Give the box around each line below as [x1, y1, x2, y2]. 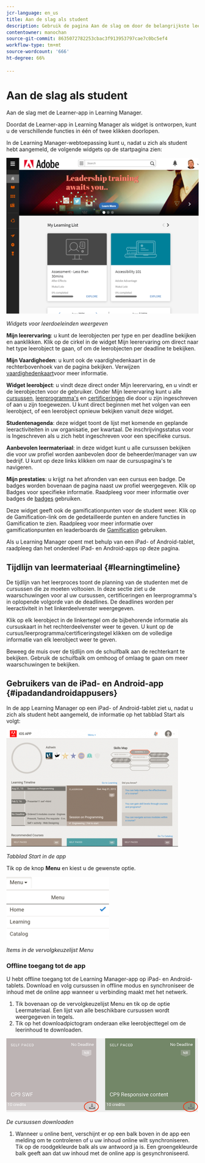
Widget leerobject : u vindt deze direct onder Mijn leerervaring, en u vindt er [6, 382, 198, 389]
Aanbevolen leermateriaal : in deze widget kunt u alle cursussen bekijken [6, 444, 191, 452]
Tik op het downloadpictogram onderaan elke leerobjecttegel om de [15, 1020, 186, 1027]
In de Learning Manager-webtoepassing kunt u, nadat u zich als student [6, 139, 187, 146]
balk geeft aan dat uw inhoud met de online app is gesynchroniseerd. [15, 1150, 190, 1157]
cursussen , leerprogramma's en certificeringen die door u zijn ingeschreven [6, 394, 198, 402]
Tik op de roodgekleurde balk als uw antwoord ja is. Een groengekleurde [15, 1143, 198, 1151]
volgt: [6, 717, 21, 725]
